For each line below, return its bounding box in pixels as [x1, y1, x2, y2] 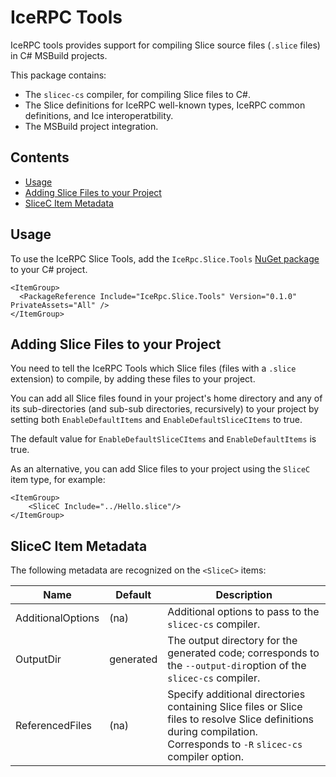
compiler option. [167, 750, 245, 764]
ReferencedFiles [15, 719, 92, 733]
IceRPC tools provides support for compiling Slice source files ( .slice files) [10, 39, 321, 51]
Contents [10, 149, 70, 166]
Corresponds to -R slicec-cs [167, 737, 303, 751]
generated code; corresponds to [167, 646, 320, 660]
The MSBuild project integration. [24, 120, 159, 132]
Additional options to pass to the [167, 605, 320, 619]
